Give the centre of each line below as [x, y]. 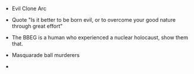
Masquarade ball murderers [46, 55]
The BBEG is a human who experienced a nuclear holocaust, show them [100, 37]
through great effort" [37, 26]
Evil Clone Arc [29, 9]
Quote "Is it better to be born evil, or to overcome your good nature [94, 20]
